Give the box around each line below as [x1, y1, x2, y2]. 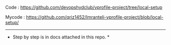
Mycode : [5, 14, 25, 20]
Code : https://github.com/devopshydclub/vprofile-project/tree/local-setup [5, 5, 163, 10]
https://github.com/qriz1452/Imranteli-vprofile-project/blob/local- [26, 14, 164, 20]
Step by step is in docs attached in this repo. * [12, 34, 110, 40]
